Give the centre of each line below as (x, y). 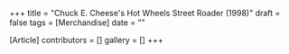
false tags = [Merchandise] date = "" (78, 22)
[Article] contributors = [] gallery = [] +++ (87, 40)
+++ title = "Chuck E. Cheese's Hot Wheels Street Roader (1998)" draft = (145, 13)
